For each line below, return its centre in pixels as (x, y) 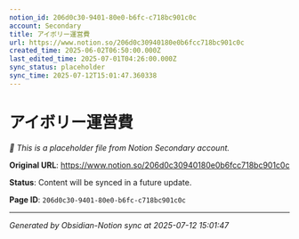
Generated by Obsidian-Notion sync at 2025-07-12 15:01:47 (119, 225)
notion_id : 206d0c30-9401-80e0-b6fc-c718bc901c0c (103, 17)
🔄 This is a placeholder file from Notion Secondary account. (119, 147)
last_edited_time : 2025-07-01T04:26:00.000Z (93, 59)
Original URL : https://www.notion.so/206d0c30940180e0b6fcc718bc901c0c (149, 165)
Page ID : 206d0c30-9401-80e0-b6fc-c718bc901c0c (98, 199)
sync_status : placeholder (57, 68)
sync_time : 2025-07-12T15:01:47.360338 (83, 76)
